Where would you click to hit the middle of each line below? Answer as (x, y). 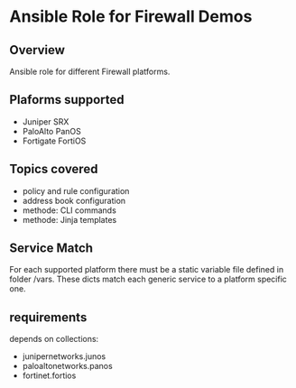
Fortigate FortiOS (54, 141)
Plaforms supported (67, 100)
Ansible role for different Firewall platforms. (90, 71)
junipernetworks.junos (64, 356)
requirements (48, 317)
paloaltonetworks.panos (67, 366)
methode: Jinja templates (69, 219)
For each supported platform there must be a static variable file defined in (147, 270)
